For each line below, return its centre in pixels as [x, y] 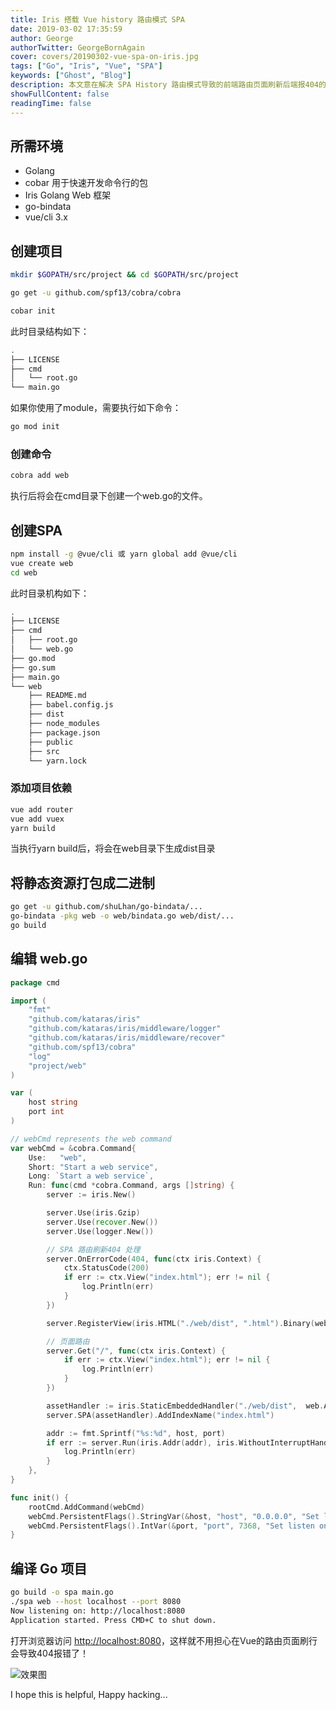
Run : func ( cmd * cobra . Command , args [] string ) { [131, 1186]
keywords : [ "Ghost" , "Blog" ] [71, 76]
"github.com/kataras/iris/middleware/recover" [127, 1038]
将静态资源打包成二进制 [82, 882]
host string [53, 1102]
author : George [42, 38]
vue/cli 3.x [46, 217]
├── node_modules [64, 724]
